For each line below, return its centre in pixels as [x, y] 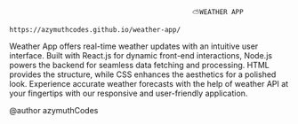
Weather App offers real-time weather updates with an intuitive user [134, 46]
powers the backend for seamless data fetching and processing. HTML [139, 65]
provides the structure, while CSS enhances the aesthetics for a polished [143, 74]
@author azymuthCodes [54, 110]
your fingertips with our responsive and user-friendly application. [129, 93]
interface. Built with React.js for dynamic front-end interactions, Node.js [141, 55]
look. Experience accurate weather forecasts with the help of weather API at [149, 84]
